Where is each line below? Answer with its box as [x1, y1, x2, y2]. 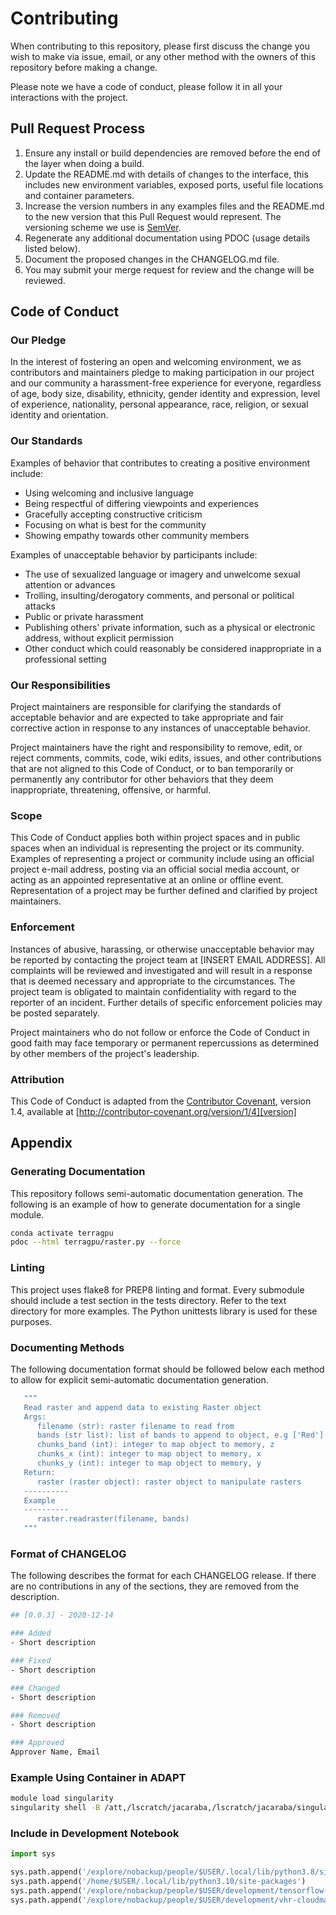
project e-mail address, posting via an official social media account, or [10, 863, 300, 876]
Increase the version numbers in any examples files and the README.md [24, 200, 325, 212]
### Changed [10, 1683, 60, 1693]
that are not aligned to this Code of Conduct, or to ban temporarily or [10, 763, 294, 775]
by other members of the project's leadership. [10, 1047, 200, 1059]
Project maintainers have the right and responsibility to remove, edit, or [10, 742, 303, 754]
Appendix [10, 1135, 73, 1152]
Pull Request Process [10, 120, 146, 137]
